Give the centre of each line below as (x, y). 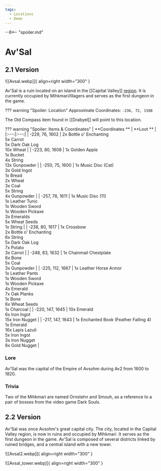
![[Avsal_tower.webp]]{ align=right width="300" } (54, 463)
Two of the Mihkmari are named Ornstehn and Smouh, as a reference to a (79, 397)
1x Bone (13, 299)
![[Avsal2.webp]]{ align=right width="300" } (49, 454)
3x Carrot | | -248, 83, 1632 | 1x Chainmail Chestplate (58, 253)
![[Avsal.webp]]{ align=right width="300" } (48, 81)
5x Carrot (15, 140)
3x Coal (13, 186)
